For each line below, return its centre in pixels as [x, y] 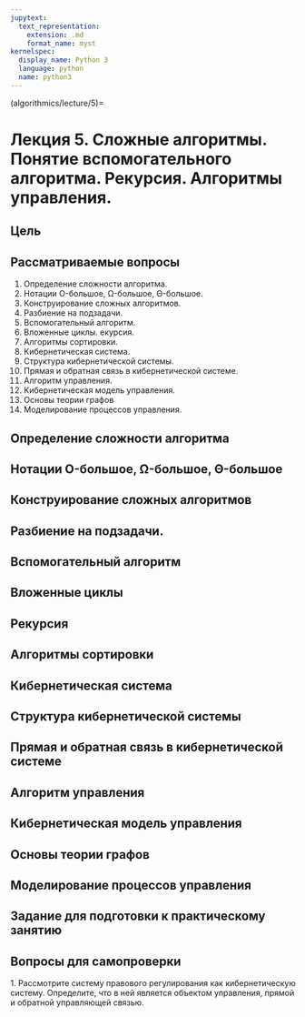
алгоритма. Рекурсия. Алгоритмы [146, 178]
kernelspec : [33, 52]
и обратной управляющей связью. [77, 1002]
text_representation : [59, 26]
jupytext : [29, 18]
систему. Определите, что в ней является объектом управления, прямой [152, 993]
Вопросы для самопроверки [96, 961]
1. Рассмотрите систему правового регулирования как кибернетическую [153, 983]
